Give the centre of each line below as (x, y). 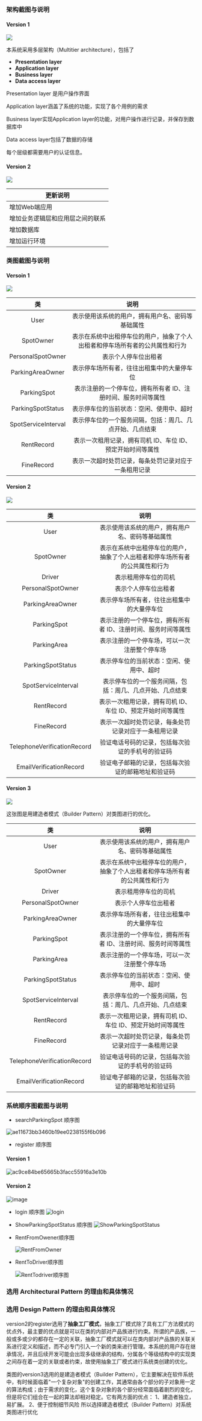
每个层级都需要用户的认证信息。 (46, 153)
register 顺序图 (33, 1145)
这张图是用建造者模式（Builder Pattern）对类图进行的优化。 (80, 814)
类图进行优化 (22, 1412)
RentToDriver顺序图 (39, 1262)
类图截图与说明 (28, 261)
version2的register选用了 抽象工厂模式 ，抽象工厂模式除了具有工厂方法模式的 (100, 1324)
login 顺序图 (30, 1212)
